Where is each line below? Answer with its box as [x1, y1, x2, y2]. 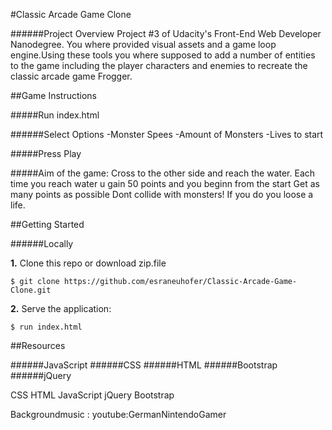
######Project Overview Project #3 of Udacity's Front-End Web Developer [10, 28, 322, 39]
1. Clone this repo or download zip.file [10, 257, 167, 269]
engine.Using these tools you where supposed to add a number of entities [10, 49, 316, 61]
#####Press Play [10, 148, 82, 159]
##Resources [10, 340, 66, 351]
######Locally [10, 238, 74, 249]
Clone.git [10, 285, 52, 295]
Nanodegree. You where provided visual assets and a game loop [10, 39, 277, 50]
